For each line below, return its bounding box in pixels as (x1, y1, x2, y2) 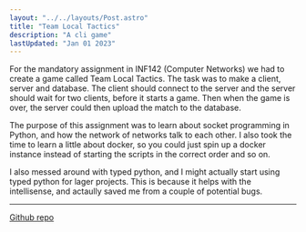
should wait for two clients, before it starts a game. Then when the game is (9, 93, 291, 104)
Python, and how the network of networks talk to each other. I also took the (9, 129, 292, 141)
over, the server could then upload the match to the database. (9, 102, 241, 114)
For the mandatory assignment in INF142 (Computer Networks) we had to (9, 64, 285, 75)
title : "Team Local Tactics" (9, 22, 120, 31)
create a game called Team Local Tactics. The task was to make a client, (9, 74, 281, 85)
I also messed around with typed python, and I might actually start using (9, 166, 280, 177)
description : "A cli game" (9, 30, 112, 39)
